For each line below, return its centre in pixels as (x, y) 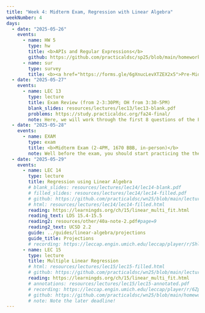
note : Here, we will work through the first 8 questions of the (112, 119)
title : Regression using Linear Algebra (80, 182)
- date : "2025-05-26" (39, 29)
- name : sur (38, 63)
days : (13, 23)
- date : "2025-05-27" (39, 80)
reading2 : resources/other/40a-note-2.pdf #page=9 (92, 222)
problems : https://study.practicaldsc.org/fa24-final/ (99, 114)
